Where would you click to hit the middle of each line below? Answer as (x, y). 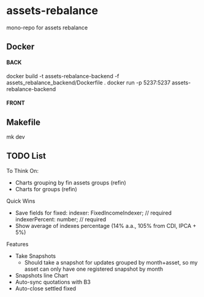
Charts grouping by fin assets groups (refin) (71, 182)
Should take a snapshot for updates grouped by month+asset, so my (111, 262)
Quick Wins (21, 201)
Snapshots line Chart (42, 275)
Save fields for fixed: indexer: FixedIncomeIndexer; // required (93, 213)
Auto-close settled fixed (46, 288)
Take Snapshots (36, 256)
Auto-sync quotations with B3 (53, 282)
